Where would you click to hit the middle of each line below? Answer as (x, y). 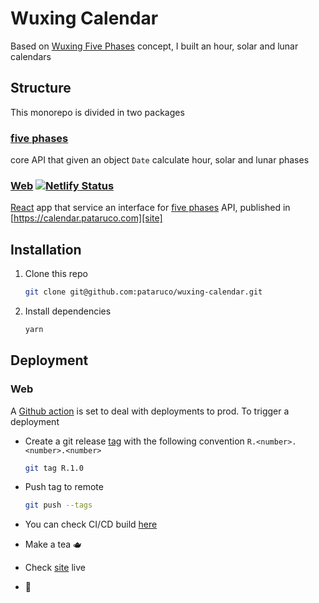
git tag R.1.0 (54, 468)
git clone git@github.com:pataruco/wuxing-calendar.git (143, 292)
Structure (41, 88)
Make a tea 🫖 (53, 544)
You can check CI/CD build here (91, 524)
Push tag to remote (64, 487)
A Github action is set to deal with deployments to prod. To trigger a (150, 411)
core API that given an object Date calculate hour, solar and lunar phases (160, 160)
